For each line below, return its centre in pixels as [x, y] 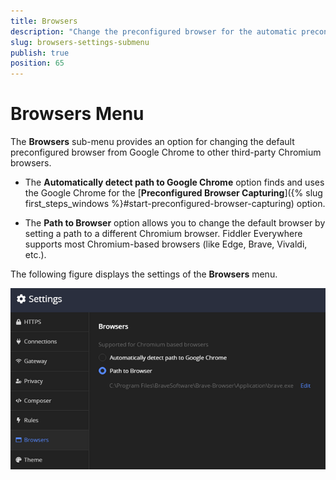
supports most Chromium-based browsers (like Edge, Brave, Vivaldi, [166, 244]
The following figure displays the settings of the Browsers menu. [144, 274]
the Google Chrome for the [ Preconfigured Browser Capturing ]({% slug [173, 193]
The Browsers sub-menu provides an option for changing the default [152, 142]
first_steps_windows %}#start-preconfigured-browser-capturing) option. [175, 204]
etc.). [35, 255]
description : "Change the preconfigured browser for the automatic [154, 31]
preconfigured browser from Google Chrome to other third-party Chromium [166, 152]
